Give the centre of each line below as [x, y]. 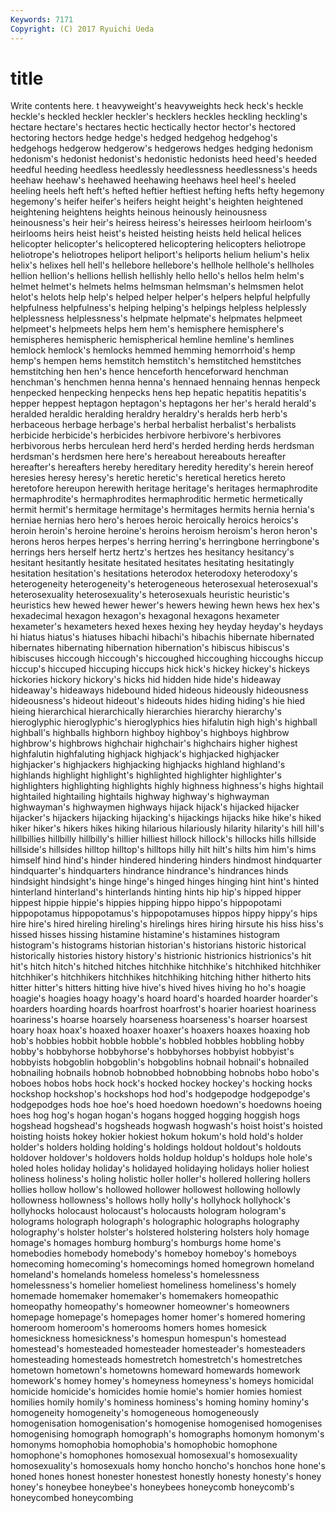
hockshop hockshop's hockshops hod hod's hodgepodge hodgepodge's [160, 1094]
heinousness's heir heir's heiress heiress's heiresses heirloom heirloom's [161, 223]
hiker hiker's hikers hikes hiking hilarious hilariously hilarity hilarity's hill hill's [167, 828]
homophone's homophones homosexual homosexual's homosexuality [154, 1455]
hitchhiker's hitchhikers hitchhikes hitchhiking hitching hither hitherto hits [161, 977]
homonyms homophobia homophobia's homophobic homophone [144, 1445]
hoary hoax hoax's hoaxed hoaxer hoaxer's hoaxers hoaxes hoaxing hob [160, 1030]
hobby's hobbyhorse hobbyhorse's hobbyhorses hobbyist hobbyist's [152, 1052]
